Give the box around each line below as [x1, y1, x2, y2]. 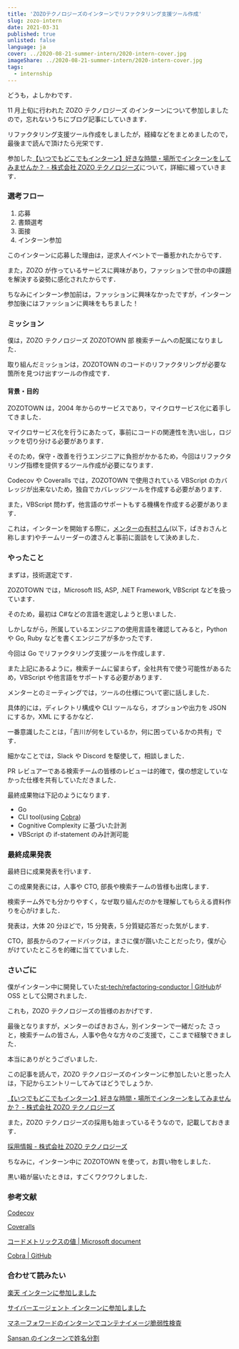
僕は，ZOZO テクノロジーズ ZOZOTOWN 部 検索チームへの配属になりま [7, 336, 218, 345]
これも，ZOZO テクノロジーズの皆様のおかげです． [7, 1007, 157, 1015]
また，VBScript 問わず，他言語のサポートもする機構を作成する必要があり [7, 500, 223, 509]
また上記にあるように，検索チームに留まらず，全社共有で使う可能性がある [7, 664, 225, 673]
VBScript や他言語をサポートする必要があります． [19, 673, 166, 681]
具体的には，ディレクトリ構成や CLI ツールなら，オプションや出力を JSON [7, 703, 227, 712]
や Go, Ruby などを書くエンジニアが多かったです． [7, 633, 157, 642]
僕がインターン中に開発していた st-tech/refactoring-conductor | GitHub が [7, 982, 222, 992]
